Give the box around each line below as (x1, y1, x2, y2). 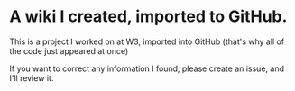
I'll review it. (9, 72, 54, 83)
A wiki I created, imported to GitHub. (9, 6, 288, 27)
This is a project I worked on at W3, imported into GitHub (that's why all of (9, 36, 285, 47)
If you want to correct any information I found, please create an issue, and (9, 63, 284, 74)
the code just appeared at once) (9, 45, 129, 56)
